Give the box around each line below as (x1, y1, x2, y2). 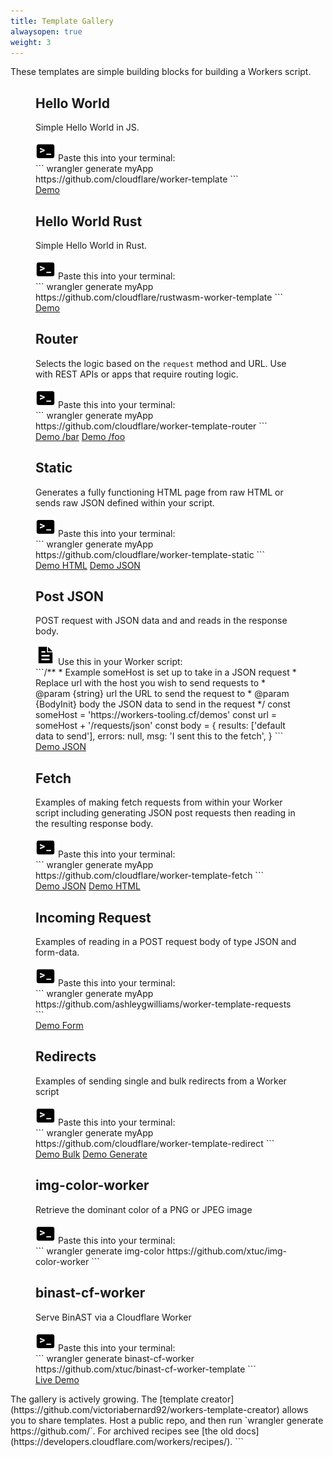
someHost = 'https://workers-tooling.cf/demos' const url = (35, 709, 278, 721)
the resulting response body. (35, 818, 154, 830)
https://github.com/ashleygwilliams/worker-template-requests (35, 998, 292, 1010)
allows (281, 1403, 309, 1415)
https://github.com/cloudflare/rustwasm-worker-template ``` (35, 291, 283, 303)
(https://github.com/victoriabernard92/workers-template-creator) (10, 1403, 280, 1415)
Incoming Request (35, 909, 152, 926)
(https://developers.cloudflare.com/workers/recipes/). (10, 1435, 233, 1447)
